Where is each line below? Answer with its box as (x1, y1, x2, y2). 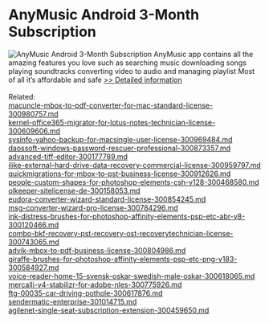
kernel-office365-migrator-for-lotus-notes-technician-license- (8, 117, 216, 127)
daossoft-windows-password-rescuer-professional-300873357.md (8, 143, 231, 153)
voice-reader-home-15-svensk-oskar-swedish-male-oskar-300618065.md (8, 271, 255, 280)
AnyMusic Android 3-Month (8, 6, 200, 24)
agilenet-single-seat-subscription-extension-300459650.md (8, 305, 210, 315)
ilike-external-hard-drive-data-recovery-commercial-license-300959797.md (8, 160, 261, 170)
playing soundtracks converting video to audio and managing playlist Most (8, 66, 255, 76)
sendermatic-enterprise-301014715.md (8, 296, 137, 306)
